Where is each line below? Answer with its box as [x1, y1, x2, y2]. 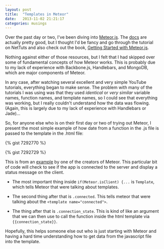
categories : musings [5, 21, 47, 26]
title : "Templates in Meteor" [5, 12, 69, 17]
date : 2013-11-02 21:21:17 [5, 16, 64, 21]
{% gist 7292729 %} [5, 149, 46, 155]
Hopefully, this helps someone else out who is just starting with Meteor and [5, 228, 157, 234]
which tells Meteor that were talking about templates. [12, 184, 119, 190]
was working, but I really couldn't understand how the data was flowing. [5, 100, 150, 106]
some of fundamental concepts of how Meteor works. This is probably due [5, 59, 156, 65]
